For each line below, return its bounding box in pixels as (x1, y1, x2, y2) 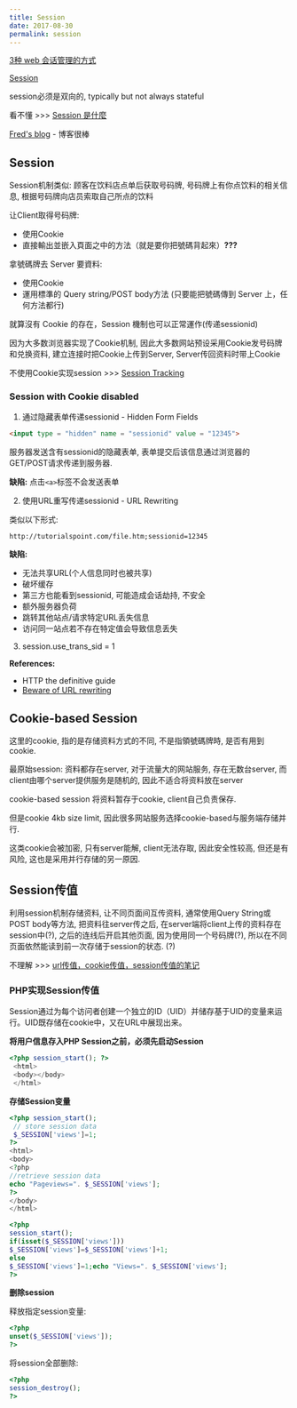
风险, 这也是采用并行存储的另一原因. (9, 854, 141, 865)
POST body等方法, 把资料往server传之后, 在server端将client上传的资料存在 (9, 918, 282, 929)
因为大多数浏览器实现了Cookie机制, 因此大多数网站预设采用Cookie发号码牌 (9, 338, 283, 348)
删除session (9, 1287, 55, 1298)
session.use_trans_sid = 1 (21, 641, 115, 652)
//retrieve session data (9, 1171, 101, 1180)
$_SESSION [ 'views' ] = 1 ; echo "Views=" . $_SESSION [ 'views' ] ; (9, 1261, 228, 1271)
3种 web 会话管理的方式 (9, 55, 97, 66)
